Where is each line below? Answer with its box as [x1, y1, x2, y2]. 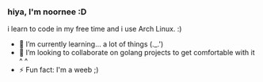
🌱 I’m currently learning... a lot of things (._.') [18, 39, 164, 49]
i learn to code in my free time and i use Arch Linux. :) [7, 24, 182, 34]
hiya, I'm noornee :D [7, 6, 87, 17]
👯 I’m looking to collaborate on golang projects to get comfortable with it [18, 48, 255, 58]
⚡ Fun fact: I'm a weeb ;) [18, 65, 99, 75]
